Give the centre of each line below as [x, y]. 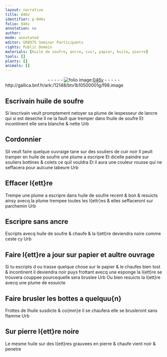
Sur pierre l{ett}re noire [42, 332]
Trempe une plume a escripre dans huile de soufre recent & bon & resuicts [82, 195]
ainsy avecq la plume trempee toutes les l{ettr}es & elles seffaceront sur [79, 200]
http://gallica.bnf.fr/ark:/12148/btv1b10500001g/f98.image [64, 85]
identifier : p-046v [25, 19]
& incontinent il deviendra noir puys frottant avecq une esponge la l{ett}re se [84, 272]
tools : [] [15, 56]
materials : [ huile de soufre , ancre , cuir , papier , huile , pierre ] [77, 52]
